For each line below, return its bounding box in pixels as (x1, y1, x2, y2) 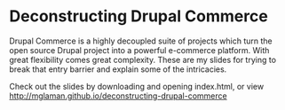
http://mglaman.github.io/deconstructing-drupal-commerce (9, 90, 228, 101)
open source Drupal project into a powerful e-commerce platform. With (9, 44, 270, 55)
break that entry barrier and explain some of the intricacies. (9, 64, 227, 75)
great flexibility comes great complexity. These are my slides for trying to (9, 54, 277, 65)
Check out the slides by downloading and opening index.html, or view (9, 81, 265, 91)
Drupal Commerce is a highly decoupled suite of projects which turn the (9, 35, 273, 46)
